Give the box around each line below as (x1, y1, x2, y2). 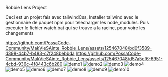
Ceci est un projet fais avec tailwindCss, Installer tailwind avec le (5, 14, 139, 20)
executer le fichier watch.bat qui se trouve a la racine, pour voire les (5, 25, 146, 31)
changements (5, 30, 34, 36)
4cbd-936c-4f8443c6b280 (5, 61, 63, 67)
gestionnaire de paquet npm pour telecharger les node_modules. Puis (5, 20, 149, 25)
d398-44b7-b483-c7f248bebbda (5, 50, 75, 56)
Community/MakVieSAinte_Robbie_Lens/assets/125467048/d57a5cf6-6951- (5, 56, 163, 62)
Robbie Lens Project (5, 5, 47, 10)
